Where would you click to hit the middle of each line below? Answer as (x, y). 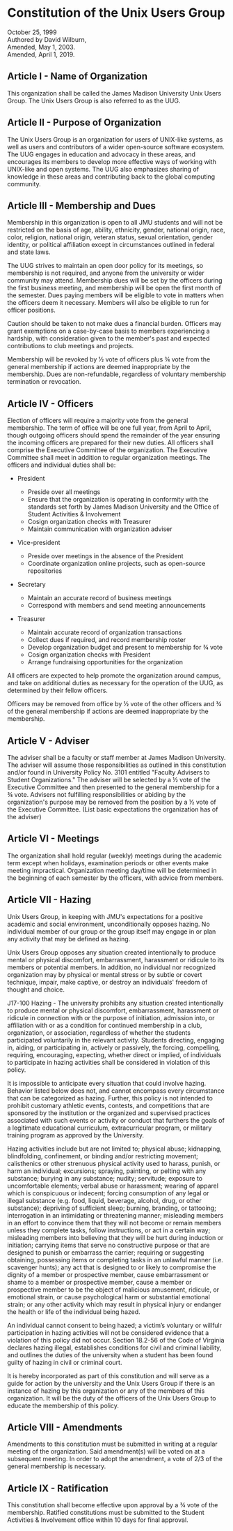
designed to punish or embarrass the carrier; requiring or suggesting (106, 1252)
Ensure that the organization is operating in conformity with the (118, 500)
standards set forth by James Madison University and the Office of (123, 507)
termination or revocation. (44, 382)
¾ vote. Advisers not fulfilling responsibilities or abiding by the (97, 794)
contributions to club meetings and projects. (71, 346)
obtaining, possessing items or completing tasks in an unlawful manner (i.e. (115, 1260)
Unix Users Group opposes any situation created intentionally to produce (112, 952)
